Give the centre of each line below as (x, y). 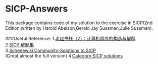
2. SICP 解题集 (20, 45)
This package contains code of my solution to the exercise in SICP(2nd (79, 23)
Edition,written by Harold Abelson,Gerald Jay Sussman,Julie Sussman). (79, 28)
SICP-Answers (37, 9)
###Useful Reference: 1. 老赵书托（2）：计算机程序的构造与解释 (70, 38)
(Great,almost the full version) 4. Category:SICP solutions (64, 55)
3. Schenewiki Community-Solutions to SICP (51, 50)
